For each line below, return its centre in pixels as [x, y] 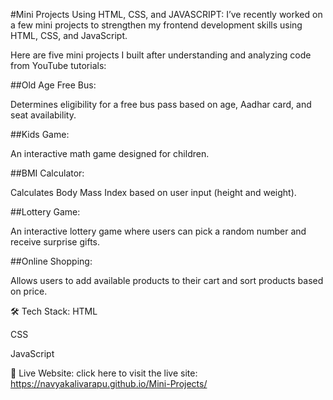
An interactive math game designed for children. [110, 153]
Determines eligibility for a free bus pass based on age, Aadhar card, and [161, 104]
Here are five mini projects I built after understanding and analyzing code [161, 55]
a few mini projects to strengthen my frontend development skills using [156, 25]
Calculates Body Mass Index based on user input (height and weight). [153, 192]
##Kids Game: [40, 134]
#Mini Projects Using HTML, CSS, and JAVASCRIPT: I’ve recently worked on [166, 14]
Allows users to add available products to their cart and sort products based [167, 280]
